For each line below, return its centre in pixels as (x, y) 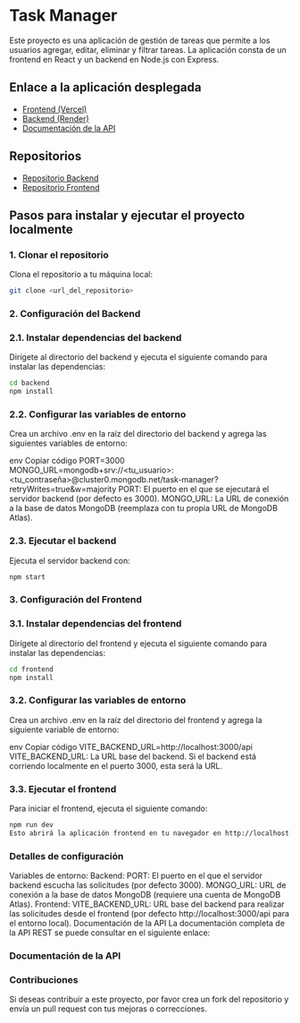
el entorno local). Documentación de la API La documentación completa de (147, 924)
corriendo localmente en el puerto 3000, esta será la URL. (116, 765)
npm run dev (31, 825)
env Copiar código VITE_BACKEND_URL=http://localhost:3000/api (131, 746)
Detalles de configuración (67, 856)
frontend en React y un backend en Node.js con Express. (114, 59)
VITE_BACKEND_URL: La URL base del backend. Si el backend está (133, 756)
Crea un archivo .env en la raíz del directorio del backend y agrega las (138, 434)
